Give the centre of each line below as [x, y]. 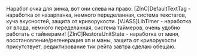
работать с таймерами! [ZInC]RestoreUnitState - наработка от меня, [93, 34]
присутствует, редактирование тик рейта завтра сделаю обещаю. [91, 46]
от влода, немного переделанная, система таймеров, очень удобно [93, 27]
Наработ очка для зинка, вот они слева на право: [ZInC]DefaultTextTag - [99, 9]
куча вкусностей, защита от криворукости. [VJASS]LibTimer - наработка [99, 21]
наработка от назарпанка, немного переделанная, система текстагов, [96, 15]
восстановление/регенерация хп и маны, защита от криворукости [91, 40]
